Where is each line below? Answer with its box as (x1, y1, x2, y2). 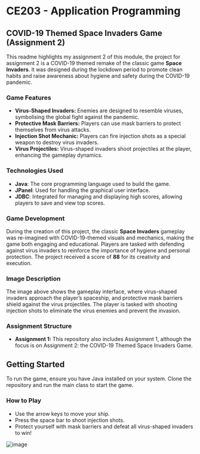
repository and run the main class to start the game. (6, 382, 134, 389)
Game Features (6, 93, 52, 102)
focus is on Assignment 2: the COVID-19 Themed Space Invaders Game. (14, 342, 193, 349)
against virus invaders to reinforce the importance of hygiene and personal (6, 246, 190, 254)
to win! (14, 429, 32, 436)
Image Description (6, 274, 61, 282)
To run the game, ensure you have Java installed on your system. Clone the (6, 375, 192, 382)
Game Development (6, 214, 65, 223)
